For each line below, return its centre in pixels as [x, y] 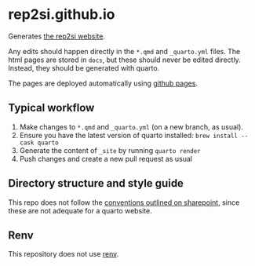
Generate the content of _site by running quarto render [110, 150]
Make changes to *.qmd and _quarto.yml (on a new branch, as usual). [131, 126]
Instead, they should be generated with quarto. [84, 67]
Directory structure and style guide [96, 183]
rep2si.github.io [62, 15]
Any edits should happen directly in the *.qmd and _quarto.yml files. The [124, 51]
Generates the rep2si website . [57, 36]
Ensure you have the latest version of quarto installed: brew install [128, 135]
